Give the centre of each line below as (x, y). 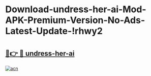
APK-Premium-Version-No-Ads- (75, 20)
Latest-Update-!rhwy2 (54, 31)
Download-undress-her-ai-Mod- (76, 9)
